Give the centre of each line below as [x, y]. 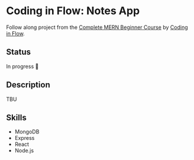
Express [25, 138]
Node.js [24, 151]
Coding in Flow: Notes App [73, 11]
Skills [16, 117]
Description [28, 85]
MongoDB [27, 132]
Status [19, 52]
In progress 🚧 [22, 66]
